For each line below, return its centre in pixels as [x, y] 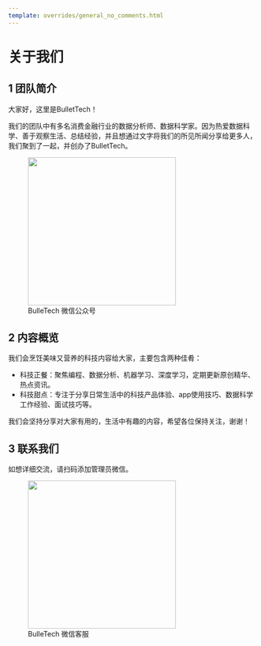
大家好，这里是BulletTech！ [53, 109]
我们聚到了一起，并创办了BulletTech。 [70, 145]
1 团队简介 [33, 89]
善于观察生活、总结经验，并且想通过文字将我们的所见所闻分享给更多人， [139, 136]
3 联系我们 [34, 448]
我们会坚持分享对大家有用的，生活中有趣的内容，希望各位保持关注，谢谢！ [129, 421]
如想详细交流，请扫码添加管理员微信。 [70, 469]
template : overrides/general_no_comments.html [86, 15]
